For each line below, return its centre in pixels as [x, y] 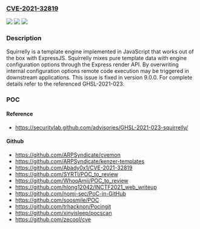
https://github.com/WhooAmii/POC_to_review [72, 180]
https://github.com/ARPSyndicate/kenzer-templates [80, 161]
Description [24, 38]
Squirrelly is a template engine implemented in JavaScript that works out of [100, 51]
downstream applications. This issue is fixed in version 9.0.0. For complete [99, 77]
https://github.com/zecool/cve [53, 219]
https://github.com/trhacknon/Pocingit [63, 206]
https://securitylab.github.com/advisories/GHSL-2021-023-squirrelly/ [102, 127]
